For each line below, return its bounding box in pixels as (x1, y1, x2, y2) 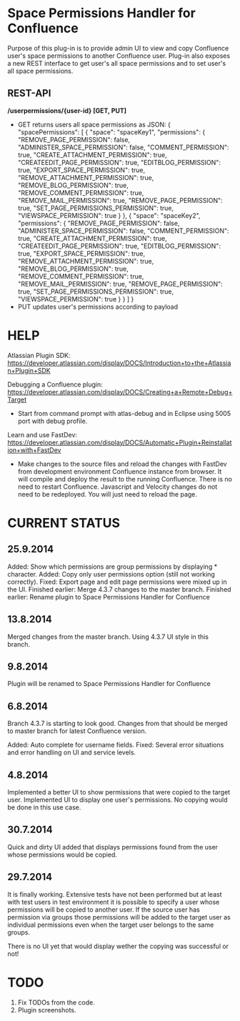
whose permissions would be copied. (7, 850, 118, 859)
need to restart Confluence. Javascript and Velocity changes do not (17, 482, 218, 491)
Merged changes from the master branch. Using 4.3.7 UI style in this (7, 632, 209, 641)
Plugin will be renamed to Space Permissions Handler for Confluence (7, 679, 211, 688)
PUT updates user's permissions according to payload (17, 302, 179, 311)
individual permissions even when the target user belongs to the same (7, 920, 214, 929)
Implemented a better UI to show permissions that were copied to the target (7, 787, 231, 796)
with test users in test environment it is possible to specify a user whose (7, 897, 220, 906)
